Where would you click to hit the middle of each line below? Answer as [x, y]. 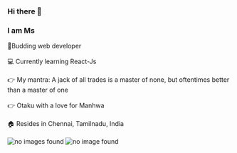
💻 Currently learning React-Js [52, 62]
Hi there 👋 [25, 11]
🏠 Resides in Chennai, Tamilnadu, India [66, 124]
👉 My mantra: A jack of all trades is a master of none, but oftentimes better [118, 80]
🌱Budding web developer [44, 46]
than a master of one [38, 90]
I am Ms [21, 30]
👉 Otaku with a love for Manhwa [56, 105]
